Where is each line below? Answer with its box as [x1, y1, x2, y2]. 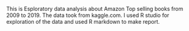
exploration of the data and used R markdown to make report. [6, 18, 160, 25]
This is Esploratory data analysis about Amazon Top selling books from [6, 5, 184, 12]
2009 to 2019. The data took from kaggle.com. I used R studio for [6, 12, 170, 19]
